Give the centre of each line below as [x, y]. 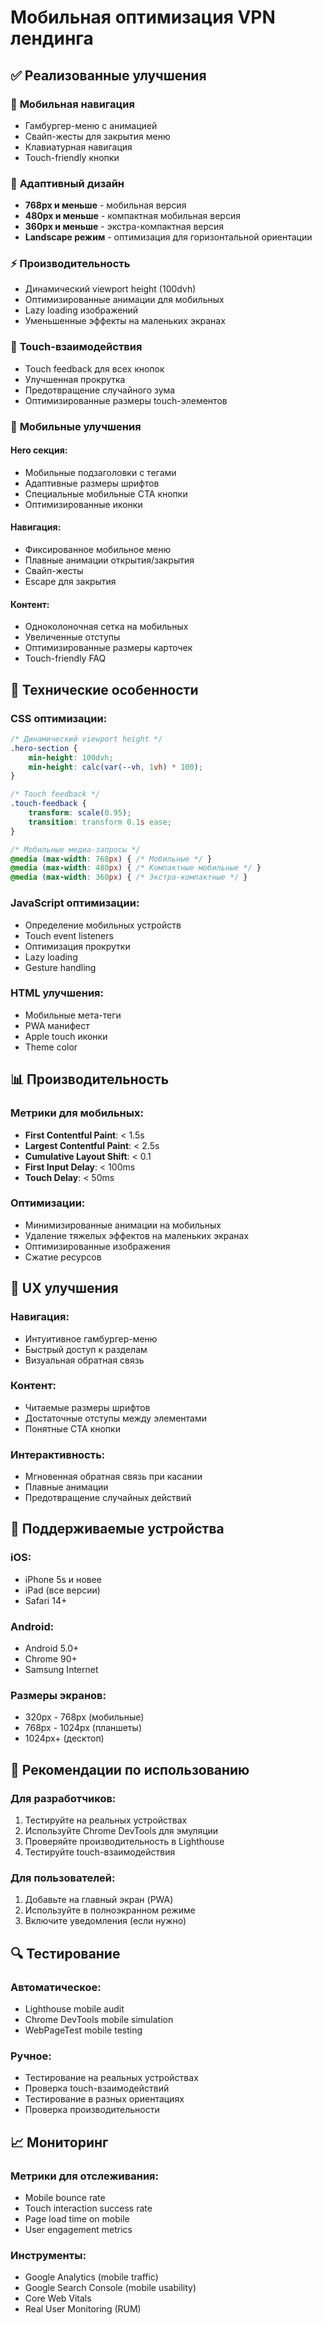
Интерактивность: [58, 1454]
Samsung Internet [61, 1670]
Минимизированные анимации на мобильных [123, 1225]
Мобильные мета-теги [73, 1015]
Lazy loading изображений [81, 310]
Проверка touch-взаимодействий [97, 2088]
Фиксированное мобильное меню [98, 550]
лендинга [52, 38]
